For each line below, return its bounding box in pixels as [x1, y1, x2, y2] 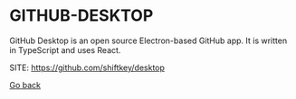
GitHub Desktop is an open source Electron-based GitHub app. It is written [9, 35, 288, 46]
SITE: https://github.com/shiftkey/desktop [9, 62, 166, 73]
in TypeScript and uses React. [9, 44, 121, 55]
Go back [9, 79, 42, 90]
